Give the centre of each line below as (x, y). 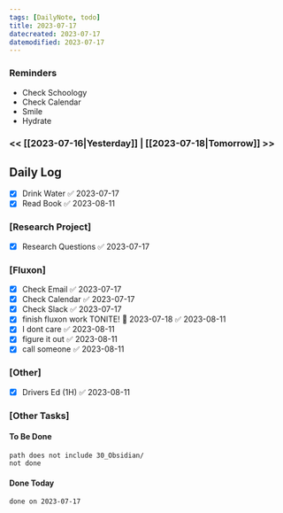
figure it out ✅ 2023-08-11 (69, 339)
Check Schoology (54, 92)
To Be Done (31, 437)
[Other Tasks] (39, 416)
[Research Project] (50, 227)
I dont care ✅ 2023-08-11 (68, 330)
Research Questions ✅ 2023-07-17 (86, 246)
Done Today (32, 483)
